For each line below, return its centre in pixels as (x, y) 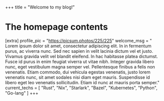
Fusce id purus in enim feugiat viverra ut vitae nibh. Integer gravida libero (80, 62)
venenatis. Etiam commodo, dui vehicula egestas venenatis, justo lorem (78, 72)
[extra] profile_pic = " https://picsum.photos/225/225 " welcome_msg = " (79, 40)
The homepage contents (57, 27)
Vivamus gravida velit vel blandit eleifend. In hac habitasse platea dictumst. (82, 56)
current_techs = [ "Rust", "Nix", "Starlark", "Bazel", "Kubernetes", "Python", (81, 88)
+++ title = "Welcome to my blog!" (40, 7)
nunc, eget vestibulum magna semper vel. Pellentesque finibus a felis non (80, 67)
